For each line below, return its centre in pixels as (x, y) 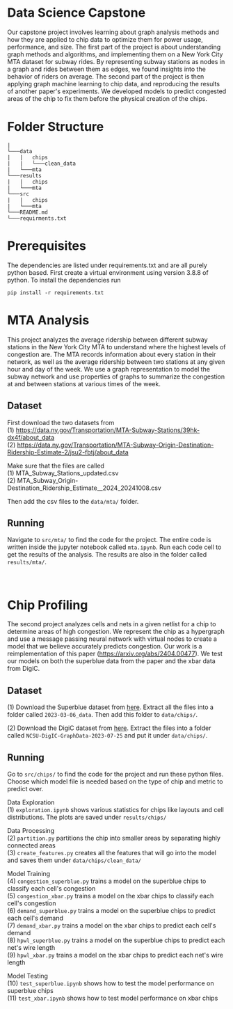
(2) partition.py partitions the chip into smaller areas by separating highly (114, 838)
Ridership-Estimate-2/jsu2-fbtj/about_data (68, 452)
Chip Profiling (48, 605)
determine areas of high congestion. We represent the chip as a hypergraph (116, 632)
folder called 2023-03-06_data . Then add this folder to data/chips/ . (103, 715)
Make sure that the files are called (56, 466)
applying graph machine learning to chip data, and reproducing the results (114, 84)
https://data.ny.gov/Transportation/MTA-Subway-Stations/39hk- (108, 430)
